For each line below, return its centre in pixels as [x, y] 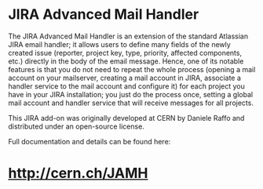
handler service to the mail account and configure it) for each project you [127, 86]
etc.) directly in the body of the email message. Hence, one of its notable [126, 61]
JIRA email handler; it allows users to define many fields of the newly [120, 44]
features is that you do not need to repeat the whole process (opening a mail [132, 69]
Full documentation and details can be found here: [89, 141]
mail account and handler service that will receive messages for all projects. [131, 103]
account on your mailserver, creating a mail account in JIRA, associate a [125, 78]
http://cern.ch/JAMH [78, 173]
